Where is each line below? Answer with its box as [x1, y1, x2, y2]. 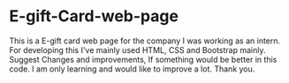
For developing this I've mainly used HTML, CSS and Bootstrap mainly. [9, 44, 266, 55]
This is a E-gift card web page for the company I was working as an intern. [9, 35, 281, 46]
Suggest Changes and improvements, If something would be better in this [9, 54, 278, 64]
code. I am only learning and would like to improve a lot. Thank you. [9, 64, 255, 74]
